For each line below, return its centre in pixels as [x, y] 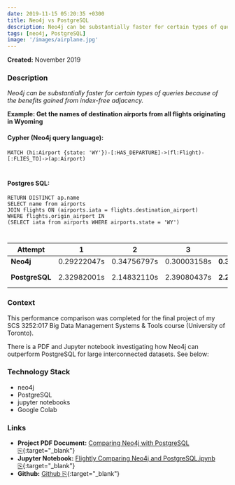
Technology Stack [39, 372]
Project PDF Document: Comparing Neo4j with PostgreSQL [104, 443]
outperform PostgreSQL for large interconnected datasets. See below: [108, 354]
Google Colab [37, 409]
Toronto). [20, 333]
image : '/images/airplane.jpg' [53, 40]
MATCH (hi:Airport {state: [47, 152]
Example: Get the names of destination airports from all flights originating [116, 114]
